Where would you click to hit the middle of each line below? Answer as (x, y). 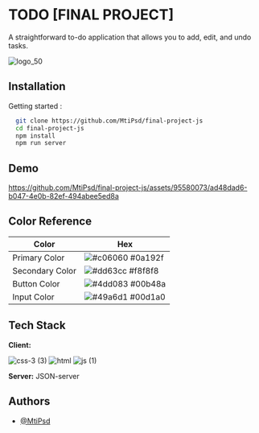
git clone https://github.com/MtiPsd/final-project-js (109, 121)
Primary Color (39, 258)
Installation (37, 87)
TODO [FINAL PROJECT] (91, 15)
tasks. (18, 45)
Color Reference (50, 222)
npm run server (41, 143)
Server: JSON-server (44, 376)
